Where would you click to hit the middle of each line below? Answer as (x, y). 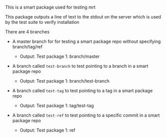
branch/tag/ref (27, 47)
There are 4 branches (27, 32)
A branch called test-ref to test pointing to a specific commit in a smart (86, 115)
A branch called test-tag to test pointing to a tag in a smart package (83, 91)
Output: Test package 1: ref (47, 130)
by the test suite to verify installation (42, 22)
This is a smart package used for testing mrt (50, 7)
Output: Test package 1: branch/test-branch (65, 81)
